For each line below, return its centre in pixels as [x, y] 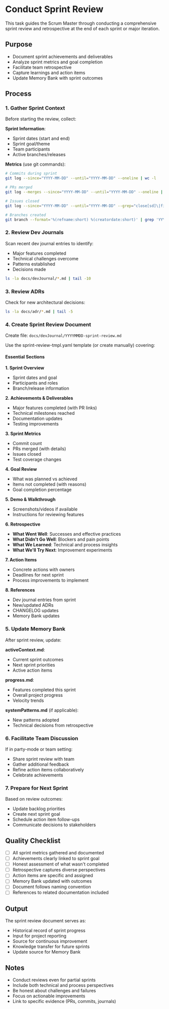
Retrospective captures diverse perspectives [59, 870]
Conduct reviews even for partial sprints [54, 980]
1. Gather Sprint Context [35, 108]
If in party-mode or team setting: [39, 749]
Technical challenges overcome [46, 258]
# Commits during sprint [31, 174]
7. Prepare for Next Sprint [37, 788]
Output [16, 909]
